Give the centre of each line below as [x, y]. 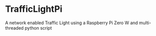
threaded [14, 28]
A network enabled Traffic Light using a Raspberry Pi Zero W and [72, 23]
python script [38, 28]
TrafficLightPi [34, 9]
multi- [145, 23]
